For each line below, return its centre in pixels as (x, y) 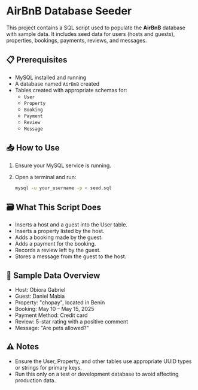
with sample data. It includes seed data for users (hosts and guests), (91, 34)
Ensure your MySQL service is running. (63, 165)
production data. (35, 380)
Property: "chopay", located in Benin (60, 303)
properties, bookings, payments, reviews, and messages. (77, 40)
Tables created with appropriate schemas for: (71, 90)
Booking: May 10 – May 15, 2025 (54, 309)
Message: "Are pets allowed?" (52, 328)
